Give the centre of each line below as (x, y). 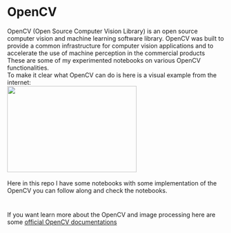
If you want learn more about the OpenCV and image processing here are (111, 215)
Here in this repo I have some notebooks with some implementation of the (112, 183)
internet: (19, 82)
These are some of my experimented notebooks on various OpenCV (104, 60)
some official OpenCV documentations (62, 222)
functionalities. (28, 68)
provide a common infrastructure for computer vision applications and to (110, 45)
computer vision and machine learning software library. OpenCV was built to (115, 38)
